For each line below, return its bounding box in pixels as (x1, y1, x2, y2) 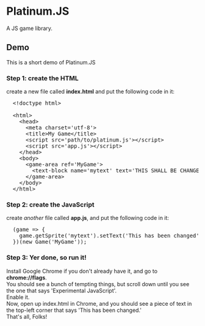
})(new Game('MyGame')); (12, 238, 87, 246)
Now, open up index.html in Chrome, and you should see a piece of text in (6, 300, 192, 307)
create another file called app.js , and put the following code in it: (6, 214, 170, 222)
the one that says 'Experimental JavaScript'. (6, 287, 117, 294)
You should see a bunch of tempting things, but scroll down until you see (6, 280, 190, 287)
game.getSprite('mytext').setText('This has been (19, 232, 171, 240)
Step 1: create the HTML (6, 74, 79, 82)
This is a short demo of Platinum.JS (6, 58, 96, 66)
